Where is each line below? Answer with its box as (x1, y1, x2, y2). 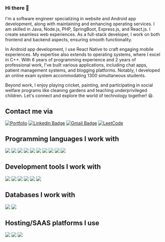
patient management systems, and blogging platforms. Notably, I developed (5, 67, 160, 73)
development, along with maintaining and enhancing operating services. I (5, 21, 155, 27)
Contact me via (5, 107, 53, 115)
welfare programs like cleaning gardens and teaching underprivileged (5, 88, 148, 94)
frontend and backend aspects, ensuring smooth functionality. (5, 37, 132, 43)
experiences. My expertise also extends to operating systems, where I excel (5, 51, 161, 57)
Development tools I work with (5, 163, 101, 171)
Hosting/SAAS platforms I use (5, 219, 100, 227)
